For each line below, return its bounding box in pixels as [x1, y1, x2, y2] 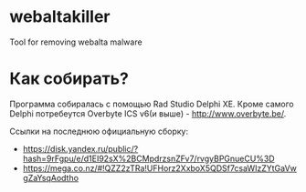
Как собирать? [9, 68, 130, 89]
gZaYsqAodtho [22, 172, 79, 183]
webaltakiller [9, 6, 111, 27]
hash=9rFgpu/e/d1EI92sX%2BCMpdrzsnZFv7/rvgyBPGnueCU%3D [22, 153, 276, 164]
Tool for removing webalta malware [9, 36, 143, 47]
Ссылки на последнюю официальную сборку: [9, 126, 189, 136]
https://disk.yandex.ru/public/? [22, 143, 139, 154]
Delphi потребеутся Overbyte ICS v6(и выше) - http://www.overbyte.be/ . [9, 107, 287, 119]
